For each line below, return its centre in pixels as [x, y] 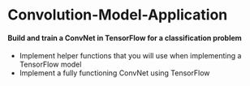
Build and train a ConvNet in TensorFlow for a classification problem [125, 37]
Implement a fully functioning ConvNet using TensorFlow [114, 73]
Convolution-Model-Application [118, 15]
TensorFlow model [50, 64]
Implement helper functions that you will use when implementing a [130, 56]
